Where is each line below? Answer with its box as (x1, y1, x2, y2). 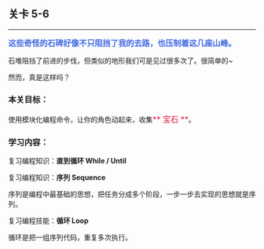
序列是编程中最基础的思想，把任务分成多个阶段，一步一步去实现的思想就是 (8, 189, 249, 199)
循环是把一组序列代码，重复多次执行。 (8, 233, 132, 242)
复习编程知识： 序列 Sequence (8, 173, 106, 182)
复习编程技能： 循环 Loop (8, 216, 89, 225)
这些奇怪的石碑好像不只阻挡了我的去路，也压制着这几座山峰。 (8, 38, 237, 49)
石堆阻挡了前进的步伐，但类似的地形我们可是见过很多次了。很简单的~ (8, 56, 233, 65)
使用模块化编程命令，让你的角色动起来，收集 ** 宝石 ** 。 (8, 114, 196, 125)
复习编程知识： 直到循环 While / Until (8, 156, 127, 166)
